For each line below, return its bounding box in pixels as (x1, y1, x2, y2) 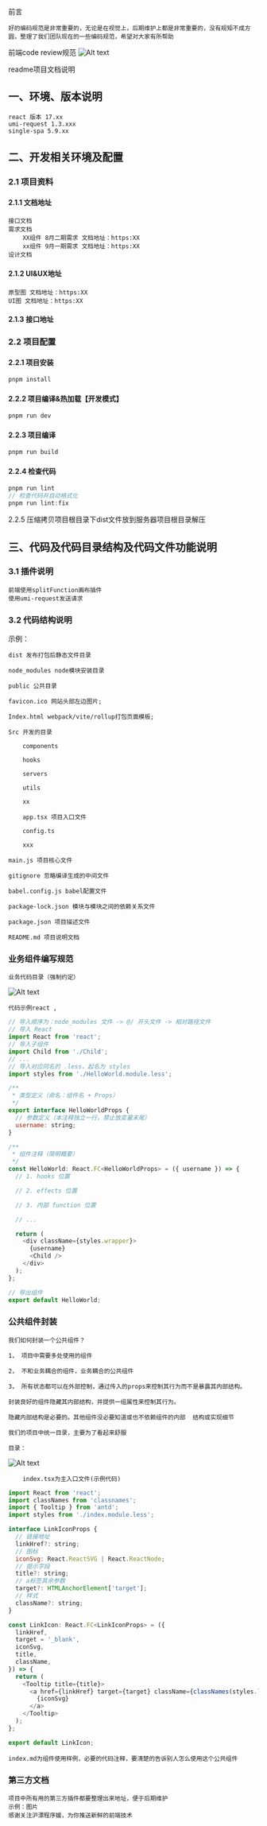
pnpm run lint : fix (8, 499, 69, 507)
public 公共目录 (8, 682, 57, 690)
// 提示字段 (15, 1562, 50, 1570)
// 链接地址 (15, 1533, 50, 1541)
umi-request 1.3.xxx (8, 120, 77, 128)
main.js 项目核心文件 (8, 857, 73, 865)
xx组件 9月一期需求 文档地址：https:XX (22, 242, 141, 250)
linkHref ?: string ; (15, 1540, 80, 1548)
